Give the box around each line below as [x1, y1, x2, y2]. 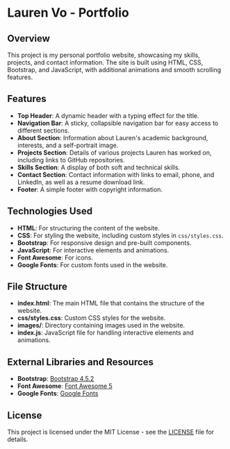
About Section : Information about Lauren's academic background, [17, 133, 208, 142]
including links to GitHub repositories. [17, 155, 125, 164]
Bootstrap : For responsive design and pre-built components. [17, 238, 192, 247]
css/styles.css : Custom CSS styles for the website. [17, 314, 166, 322]
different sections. [17, 126, 69, 135]
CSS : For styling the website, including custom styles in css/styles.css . [17, 231, 224, 239]
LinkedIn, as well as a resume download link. [17, 178, 145, 186]
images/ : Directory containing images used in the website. [17, 321, 186, 330]
